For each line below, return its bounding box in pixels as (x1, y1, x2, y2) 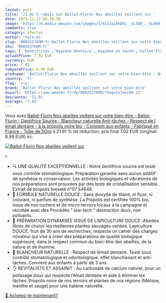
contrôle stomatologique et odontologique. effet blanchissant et (12, 255, 142, 260)
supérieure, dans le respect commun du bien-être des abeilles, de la (12, 239, 152, 245)
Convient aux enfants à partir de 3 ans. (29, 260, 108, 266)
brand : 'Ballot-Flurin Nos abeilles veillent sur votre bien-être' (5, 85, 147, 90)
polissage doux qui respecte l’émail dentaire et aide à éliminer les (12, 272, 145, 278)
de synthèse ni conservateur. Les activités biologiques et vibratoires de (12, 176, 158, 182)
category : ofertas (5, 30, 43, 35)
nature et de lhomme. (12, 244, 56, 250)
